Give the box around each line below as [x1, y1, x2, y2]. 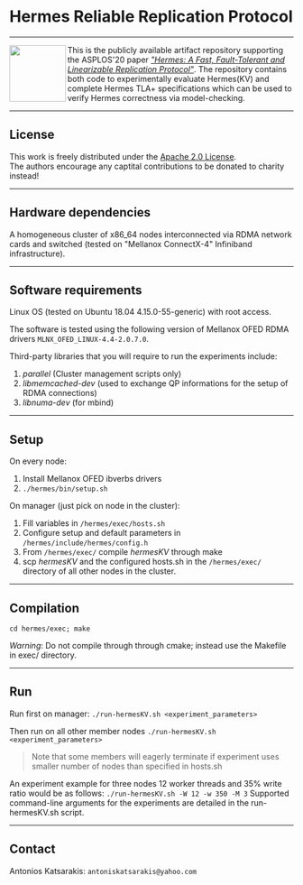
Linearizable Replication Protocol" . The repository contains [67, 63, 287, 74]
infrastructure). [9, 248, 66, 259]
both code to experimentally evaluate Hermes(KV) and [67, 73, 270, 84]
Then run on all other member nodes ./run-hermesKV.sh [9, 725, 216, 736]
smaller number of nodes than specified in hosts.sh [31, 761, 223, 771]
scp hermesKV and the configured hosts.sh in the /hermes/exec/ [22, 557, 262, 567]
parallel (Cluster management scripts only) [22, 368, 182, 380]
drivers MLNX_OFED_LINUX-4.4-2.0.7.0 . [9, 334, 150, 345]
